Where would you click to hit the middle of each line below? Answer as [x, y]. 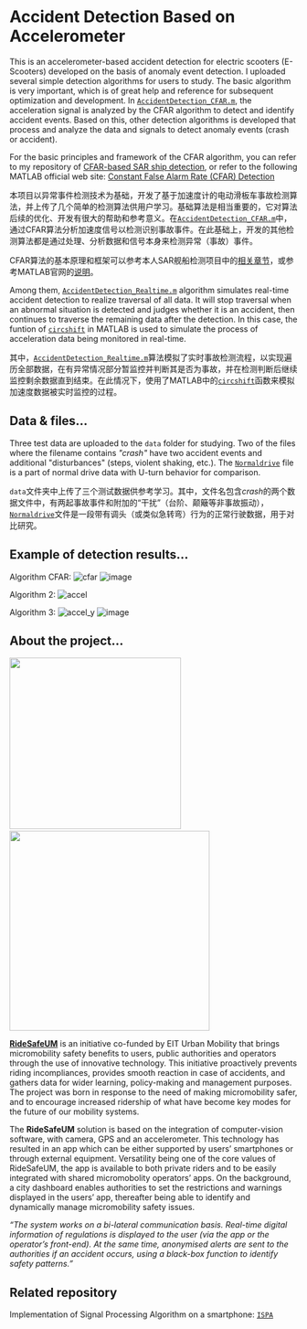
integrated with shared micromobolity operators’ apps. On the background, [150, 1178]
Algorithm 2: [33, 594]
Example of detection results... [99, 555]
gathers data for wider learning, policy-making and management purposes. [151, 1083]
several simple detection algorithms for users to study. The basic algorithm [150, 80]
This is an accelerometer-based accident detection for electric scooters [145, 61]
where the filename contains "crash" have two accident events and [136, 452]
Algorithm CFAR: [40, 577]
